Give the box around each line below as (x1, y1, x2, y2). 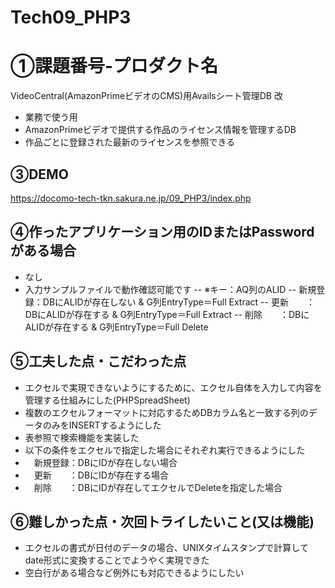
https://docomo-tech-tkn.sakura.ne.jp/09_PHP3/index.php (10, 192, 252, 204)
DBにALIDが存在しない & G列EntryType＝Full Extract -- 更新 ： (42, 296, 315, 308)
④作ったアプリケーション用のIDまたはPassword (10, 224, 315, 241)
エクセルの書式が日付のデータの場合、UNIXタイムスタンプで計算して (24, 542, 309, 554)
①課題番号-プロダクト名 (10, 55, 219, 78)
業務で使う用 (24, 111, 78, 123)
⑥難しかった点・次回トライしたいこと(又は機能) (10, 513, 315, 530)
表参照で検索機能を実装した (24, 431, 140, 443)
